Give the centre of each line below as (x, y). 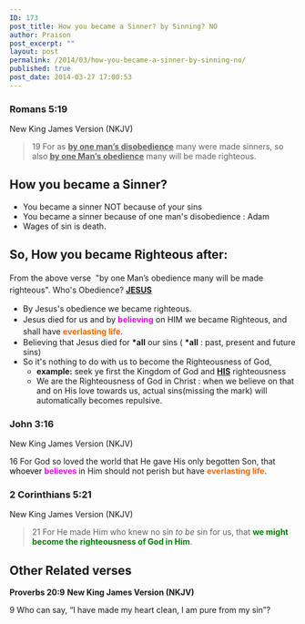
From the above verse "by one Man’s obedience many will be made (137, 278)
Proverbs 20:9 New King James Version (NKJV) (102, 592)
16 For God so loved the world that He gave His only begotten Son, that (142, 461)
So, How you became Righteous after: (119, 255)
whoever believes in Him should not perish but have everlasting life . (138, 471)
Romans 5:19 (39, 108)
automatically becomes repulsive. (99, 400)
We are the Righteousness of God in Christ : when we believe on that (165, 381)
